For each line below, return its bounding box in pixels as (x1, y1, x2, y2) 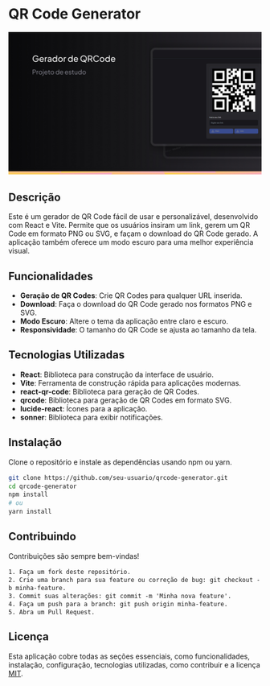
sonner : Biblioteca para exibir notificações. (19, 412, 163, 422)
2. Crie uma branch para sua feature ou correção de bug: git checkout (8, 576, 253, 584)
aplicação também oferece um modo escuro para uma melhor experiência (8, 238, 254, 247)
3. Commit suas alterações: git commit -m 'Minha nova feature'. (8, 592, 231, 600)
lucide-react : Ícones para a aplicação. (19, 403, 148, 413)
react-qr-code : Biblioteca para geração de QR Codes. (19, 386, 199, 396)
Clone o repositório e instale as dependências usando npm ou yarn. (8, 457, 233, 467)
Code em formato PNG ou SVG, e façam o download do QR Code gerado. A (8, 229, 259, 238)
